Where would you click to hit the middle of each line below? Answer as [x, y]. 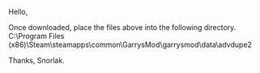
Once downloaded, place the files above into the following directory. [122, 27]
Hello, [18, 12]
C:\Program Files [36, 36]
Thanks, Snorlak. [36, 60]
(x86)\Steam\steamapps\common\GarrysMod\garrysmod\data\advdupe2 [130, 45]
